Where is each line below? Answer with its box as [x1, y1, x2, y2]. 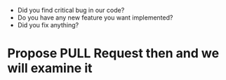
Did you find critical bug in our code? [17, 6, 125, 14]
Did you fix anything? [17, 21, 79, 29]
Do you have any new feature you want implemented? [17, 13, 173, 22]
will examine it [7, 60, 93, 76]
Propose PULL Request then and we [7, 46, 220, 62]
